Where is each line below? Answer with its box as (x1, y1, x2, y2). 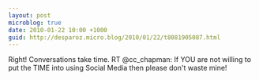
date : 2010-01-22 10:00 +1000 (8, 26, 108, 34)
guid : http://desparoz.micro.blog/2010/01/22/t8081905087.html (8, 33, 221, 42)
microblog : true (8, 19, 62, 27)
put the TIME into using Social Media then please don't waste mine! (8, 64, 227, 73)
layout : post (8, 11, 51, 20)
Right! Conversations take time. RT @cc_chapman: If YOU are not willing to (8, 55, 251, 64)
